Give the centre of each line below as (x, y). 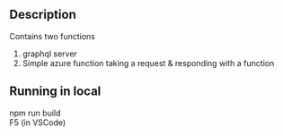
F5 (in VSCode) (38, 122)
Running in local (55, 92)
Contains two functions (53, 36)
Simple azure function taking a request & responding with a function (148, 63)
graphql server (50, 54)
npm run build (35, 113)
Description (43, 15)
